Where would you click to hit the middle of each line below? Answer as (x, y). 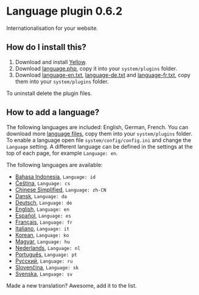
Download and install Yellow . (51, 62)
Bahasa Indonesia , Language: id (55, 176)
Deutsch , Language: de (44, 202)
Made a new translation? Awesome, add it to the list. (72, 285)
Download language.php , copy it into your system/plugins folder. (96, 68)
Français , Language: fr (44, 222)
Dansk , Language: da (41, 196)
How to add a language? (53, 112)
